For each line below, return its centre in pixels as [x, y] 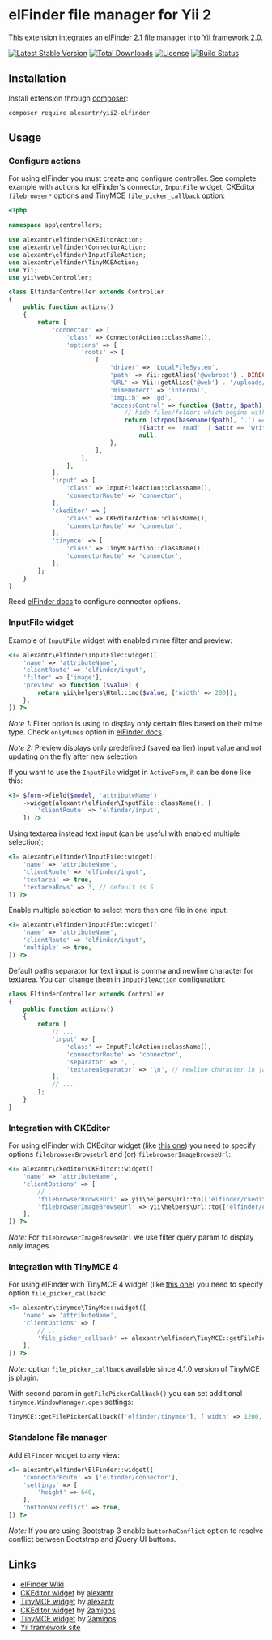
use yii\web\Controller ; [50, 277]
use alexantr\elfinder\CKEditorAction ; [76, 240]
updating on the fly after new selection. [74, 756]
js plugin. [23, 1377]
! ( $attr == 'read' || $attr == [191, 428]
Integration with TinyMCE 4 [64, 1267]
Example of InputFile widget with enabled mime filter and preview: [121, 640]
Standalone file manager [58, 1437]
